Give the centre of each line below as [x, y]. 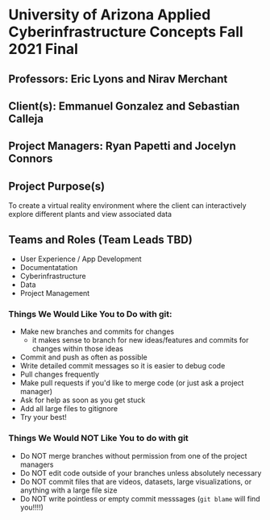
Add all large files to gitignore [69, 409]
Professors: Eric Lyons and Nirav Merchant [118, 79]
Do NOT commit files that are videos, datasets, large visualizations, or [136, 481]
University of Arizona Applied [110, 15]
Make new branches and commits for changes [97, 331]
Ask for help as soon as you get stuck [83, 400]
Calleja [26, 119]
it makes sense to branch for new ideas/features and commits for [140, 340]
